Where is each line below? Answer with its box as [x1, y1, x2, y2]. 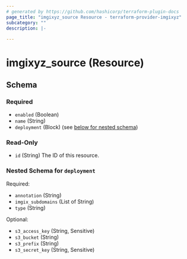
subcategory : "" [6, 20, 46, 25]
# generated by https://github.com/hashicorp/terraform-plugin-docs [6, 8, 179, 15]
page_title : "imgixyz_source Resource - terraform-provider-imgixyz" [6, 14, 182, 20]
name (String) [14, 117, 46, 124]
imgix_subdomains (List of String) [14, 198, 94, 205]
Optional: [6, 216, 28, 223]
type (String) [14, 204, 46, 211]
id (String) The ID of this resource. [14, 152, 100, 159]
